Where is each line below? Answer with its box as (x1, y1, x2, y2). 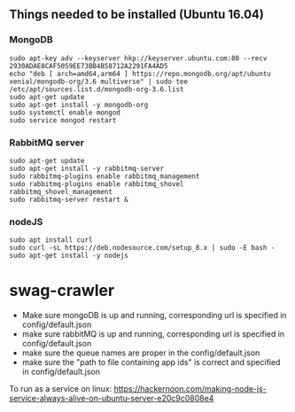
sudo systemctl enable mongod (9, 108, 121, 117)
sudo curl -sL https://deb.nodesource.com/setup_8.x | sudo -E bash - (9, 244, 276, 253)
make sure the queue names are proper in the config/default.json (21, 347, 260, 358)
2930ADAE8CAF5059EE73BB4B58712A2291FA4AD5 (9, 61, 168, 70)
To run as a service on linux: (9, 384, 113, 394)
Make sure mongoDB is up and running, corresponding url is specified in (21, 310, 287, 321)
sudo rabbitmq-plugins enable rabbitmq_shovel (9, 179, 184, 189)
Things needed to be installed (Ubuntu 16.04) (9, 7, 264, 22)
